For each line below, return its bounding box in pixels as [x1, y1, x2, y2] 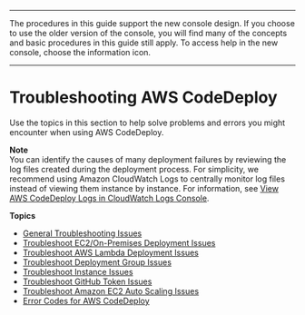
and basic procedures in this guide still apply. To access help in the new [9, 37, 279, 48]
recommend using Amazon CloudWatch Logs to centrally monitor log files [9, 173, 286, 184]
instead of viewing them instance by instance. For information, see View [9, 182, 280, 193]
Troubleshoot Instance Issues [22, 266, 133, 277]
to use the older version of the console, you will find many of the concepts [9, 28, 288, 38]
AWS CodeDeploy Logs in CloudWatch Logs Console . [9, 192, 210, 203]
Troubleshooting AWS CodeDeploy [9, 87, 279, 108]
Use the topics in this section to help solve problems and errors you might [9, 117, 286, 128]
